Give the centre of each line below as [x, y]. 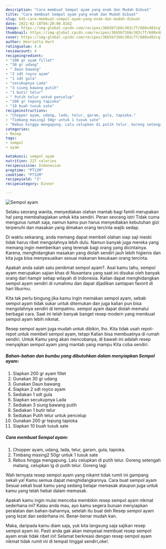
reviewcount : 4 [21, 51]
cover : [12, 38]
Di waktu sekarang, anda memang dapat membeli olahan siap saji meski [79, 237]
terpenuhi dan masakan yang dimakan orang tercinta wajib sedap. [73, 227]
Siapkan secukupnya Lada [39, 399]
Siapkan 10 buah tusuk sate [40, 426]
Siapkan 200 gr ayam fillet [39, 373]
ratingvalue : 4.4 [23, 46]
